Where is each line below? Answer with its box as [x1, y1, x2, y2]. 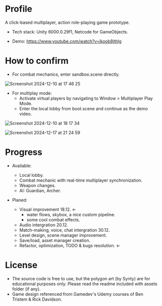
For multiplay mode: [12, 90, 52, 96]
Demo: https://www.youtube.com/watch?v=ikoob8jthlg [12, 38, 122, 44]
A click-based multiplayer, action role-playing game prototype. [5, 19, 130, 25]
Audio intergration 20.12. [19, 222, 68, 228]
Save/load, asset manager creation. [19, 237, 91, 243]
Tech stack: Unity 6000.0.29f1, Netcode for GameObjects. [12, 29, 129, 34]
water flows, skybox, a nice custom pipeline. [26, 211, 115, 217]
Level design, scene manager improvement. [19, 232, 107, 238]
